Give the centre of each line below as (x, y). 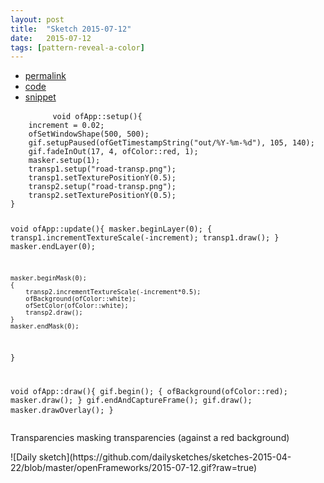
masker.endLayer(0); (53, 247)
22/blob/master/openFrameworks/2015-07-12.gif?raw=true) (134, 467)
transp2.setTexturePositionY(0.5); (102, 196)
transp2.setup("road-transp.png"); (102, 187)
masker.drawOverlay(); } (62, 410)
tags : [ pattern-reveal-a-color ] (77, 47)
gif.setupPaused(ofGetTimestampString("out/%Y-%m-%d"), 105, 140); (171, 143)
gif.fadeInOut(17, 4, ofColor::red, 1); (113, 152)
